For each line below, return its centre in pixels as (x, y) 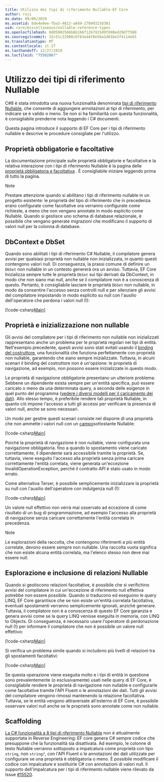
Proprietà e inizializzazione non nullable (67, 325)
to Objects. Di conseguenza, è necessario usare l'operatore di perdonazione (82, 621)
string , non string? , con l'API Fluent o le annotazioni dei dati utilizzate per (80, 754)
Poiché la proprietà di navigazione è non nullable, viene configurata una (77, 442)
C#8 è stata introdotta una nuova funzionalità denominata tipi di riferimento (81, 103)
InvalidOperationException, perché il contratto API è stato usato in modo (78, 468)
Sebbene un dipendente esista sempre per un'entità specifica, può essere (80, 383)
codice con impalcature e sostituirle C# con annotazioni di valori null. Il (76, 764)
